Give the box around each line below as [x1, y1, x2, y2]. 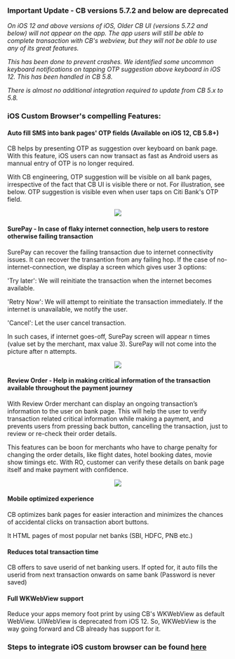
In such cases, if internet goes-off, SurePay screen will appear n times [7, 332, 210, 340]
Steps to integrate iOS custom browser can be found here [7, 642, 207, 652]
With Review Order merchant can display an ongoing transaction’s [7, 399, 198, 408]
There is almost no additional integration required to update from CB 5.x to [7, 87, 223, 95]
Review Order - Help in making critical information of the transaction [7, 376, 210, 385]
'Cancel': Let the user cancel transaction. [7, 319, 126, 327]
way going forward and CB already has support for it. [7, 625, 161, 633]
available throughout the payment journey [7, 384, 133, 392]
